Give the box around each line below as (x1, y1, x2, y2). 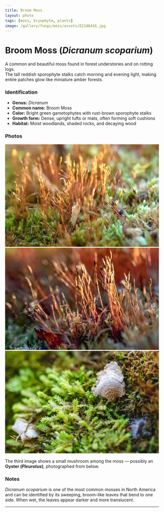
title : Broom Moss (5, 8, 42, 13)
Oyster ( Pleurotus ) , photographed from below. (5, 464, 100, 470)
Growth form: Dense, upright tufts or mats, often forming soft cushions (12, 115, 155, 122)
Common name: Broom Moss (12, 105, 72, 111)
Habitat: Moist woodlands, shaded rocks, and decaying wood (12, 121, 137, 126)
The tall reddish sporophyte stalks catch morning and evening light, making (5, 71, 157, 78)
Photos (5, 133, 22, 140)
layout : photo (5, 13, 34, 18)
